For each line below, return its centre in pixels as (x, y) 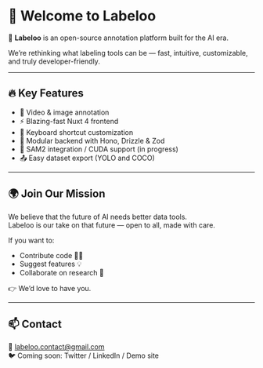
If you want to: (31, 240)
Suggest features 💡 (50, 264)
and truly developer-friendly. (54, 61)
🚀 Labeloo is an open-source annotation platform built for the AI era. (119, 38)
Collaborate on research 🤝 (61, 272)
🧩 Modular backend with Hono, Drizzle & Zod (92, 140)
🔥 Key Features (46, 93)
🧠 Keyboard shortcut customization (76, 132)
